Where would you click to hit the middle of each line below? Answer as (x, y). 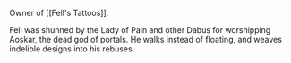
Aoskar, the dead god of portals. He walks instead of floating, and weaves (145, 39)
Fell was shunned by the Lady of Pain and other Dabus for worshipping (140, 30)
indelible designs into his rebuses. (72, 49)
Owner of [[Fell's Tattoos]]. (59, 13)
